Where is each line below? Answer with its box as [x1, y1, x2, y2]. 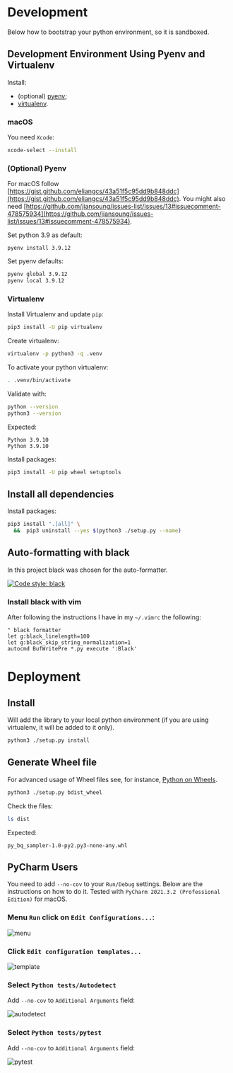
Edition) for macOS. [7, 895, 68, 903]
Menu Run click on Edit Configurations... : [7, 912, 155, 922]
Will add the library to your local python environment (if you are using [7, 716, 209, 724]
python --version [7, 403, 59, 411]
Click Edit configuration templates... [7, 946, 142, 956]
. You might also [179, 195, 226, 203]
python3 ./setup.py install [7, 737, 90, 744]
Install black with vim [7, 597, 82, 607]
